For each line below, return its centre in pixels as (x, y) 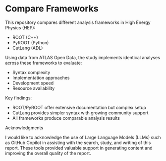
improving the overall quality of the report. (48, 153)
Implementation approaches (41, 78)
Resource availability (33, 88)
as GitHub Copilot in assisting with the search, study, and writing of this (78, 143)
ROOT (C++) (25, 37)
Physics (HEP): (20, 27)
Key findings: (19, 98)
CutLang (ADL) (28, 48)
